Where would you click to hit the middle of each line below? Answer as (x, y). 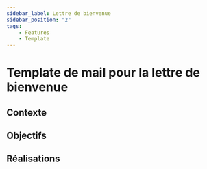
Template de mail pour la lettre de (103, 73)
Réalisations (33, 159)
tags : (14, 26)
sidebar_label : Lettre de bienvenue (59, 13)
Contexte (27, 113)
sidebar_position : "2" (39, 20)
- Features (34, 32)
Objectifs (27, 136)
